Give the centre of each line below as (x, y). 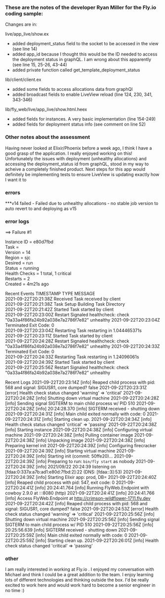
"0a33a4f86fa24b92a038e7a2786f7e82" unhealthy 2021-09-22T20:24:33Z (82, 346)
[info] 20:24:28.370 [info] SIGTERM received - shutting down (97, 409)
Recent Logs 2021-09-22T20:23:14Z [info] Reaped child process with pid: (80, 382)
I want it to (16, 180)
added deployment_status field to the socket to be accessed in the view (85, 44)
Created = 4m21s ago (27, 284)
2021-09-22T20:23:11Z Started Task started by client (59, 336)
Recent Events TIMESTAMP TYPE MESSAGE (50, 294)
